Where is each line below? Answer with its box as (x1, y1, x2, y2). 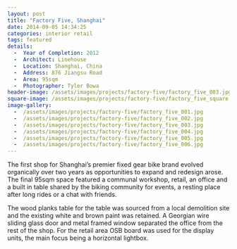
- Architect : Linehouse (13, 56, 87, 63)
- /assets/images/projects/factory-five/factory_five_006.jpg (13, 141, 203, 148)
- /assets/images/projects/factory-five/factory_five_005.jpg (13, 134, 203, 141)
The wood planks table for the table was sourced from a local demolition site (7, 204, 230, 212)
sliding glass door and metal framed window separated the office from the (7, 219, 224, 227)
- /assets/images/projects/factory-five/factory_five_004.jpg (13, 128, 203, 135)
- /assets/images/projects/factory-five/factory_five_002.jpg (13, 115, 203, 122)
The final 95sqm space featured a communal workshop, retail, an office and (7, 175, 228, 184)
